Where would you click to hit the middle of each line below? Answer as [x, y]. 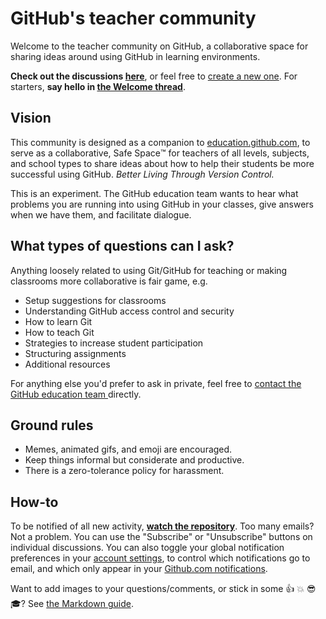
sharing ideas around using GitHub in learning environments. [135, 56]
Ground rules [52, 425]
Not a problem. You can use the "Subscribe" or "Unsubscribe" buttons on [161, 537]
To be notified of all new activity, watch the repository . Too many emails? [162, 526]
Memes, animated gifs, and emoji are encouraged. [128, 449]
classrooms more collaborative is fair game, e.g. [109, 281]
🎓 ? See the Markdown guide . [72, 604]
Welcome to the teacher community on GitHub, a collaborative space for [159, 46]
